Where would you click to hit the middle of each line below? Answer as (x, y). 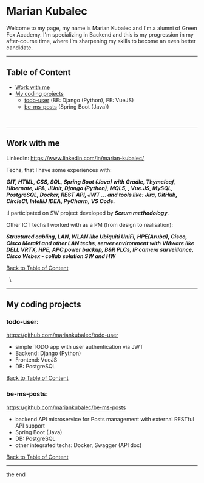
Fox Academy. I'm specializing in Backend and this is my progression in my (100, 34)
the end (16, 474)
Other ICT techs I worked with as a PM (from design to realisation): (90, 224)
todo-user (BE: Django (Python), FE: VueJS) (79, 100)
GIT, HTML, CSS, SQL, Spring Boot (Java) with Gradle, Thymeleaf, (91, 182)
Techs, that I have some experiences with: (59, 170)
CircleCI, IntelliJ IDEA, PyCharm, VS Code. (61, 201)
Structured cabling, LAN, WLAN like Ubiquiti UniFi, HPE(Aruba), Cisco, (97, 237)
